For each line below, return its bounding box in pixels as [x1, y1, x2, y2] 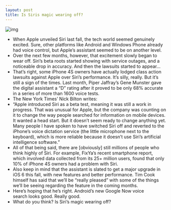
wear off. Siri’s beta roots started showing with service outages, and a [12, 58, 160, 64]
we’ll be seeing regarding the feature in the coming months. [12, 182, 138, 189]
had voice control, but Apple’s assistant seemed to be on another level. [12, 47, 162, 53]
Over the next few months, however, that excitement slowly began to [12, 52, 157, 59]
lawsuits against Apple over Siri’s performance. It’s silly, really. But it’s [12, 74, 159, 80]
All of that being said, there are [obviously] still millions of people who [12, 144, 160, 150]
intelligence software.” [12, 139, 60, 145]
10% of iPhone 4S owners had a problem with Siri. [12, 161, 118, 167]
